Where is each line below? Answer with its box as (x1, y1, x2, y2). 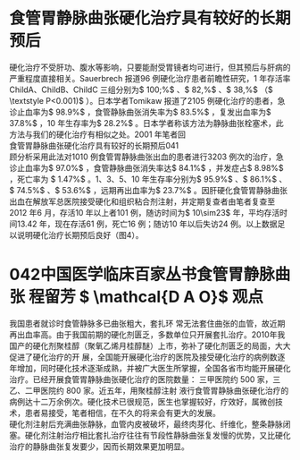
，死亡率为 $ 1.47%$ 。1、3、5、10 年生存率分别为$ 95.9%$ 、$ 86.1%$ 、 (9, 174, 287, 184)
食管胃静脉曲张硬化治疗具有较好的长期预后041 (9, 140, 179, 150)
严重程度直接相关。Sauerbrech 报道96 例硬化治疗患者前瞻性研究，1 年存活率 (9, 72, 291, 83)
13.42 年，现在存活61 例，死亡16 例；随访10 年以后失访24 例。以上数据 (16, 218, 278, 229)
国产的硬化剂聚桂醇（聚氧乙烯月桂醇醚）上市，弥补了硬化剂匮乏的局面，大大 (9, 340, 291, 351)
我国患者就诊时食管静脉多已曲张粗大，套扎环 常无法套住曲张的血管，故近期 (9, 318, 286, 328)
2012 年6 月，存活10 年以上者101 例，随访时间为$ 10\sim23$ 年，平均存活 (9, 207, 280, 217)
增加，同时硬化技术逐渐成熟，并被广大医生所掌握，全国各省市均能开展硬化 (16, 362, 291, 373)
